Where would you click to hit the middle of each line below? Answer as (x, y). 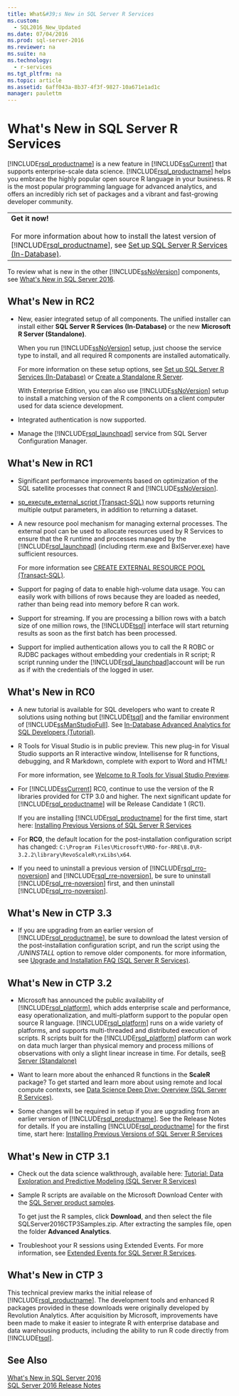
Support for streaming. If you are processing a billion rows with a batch (122, 618)
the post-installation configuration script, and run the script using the (119, 945)
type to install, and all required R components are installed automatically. (124, 355)
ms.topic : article (34, 80)
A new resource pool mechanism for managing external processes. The (122, 523)
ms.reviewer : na (31, 47)
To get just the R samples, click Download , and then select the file (115, 1216)
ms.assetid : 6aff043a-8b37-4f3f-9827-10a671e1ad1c (84, 87)
